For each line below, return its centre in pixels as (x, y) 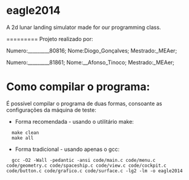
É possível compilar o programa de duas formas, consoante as (84, 103)
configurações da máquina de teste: (51, 110)
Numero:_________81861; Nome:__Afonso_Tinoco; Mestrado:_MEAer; (90, 62)
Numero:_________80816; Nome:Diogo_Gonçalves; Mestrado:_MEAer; (92, 50)
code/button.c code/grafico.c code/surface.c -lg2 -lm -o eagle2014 (94, 171)
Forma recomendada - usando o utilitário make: (75, 121)
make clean (25, 133)
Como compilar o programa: (78, 87)
